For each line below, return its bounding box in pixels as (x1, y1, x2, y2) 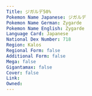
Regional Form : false (6, 48, 61, 54)
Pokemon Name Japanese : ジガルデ (6, 14, 87, 20)
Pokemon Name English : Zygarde (6, 25, 85, 32)
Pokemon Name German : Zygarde (6, 20, 82, 26)
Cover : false (6, 70, 39, 76)
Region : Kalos (6, 42, 42, 48)
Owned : (6, 81, 23, 87)
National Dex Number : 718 (6, 36, 71, 42)
